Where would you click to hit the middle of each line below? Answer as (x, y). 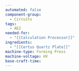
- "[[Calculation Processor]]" (42, 38)
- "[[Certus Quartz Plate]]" (40, 47)
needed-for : (17, 33)
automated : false (23, 10)
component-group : (23, 14)
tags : (11, 24)
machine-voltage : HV (27, 56)
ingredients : (19, 42)
